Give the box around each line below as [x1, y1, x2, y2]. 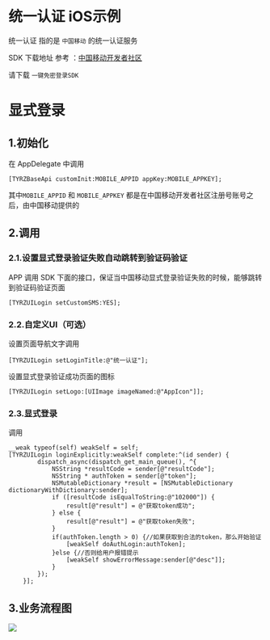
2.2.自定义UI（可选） [8, 318, 91, 330]
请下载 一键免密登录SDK [8, 69, 79, 79]
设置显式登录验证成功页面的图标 [8, 371, 115, 381]
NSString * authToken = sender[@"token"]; [51, 472, 197, 481]
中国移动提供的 [29, 200, 79, 210]
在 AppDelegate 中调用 [8, 158, 85, 168]
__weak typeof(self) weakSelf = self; [8, 444, 139, 453]
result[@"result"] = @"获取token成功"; [65, 502, 196, 510]
